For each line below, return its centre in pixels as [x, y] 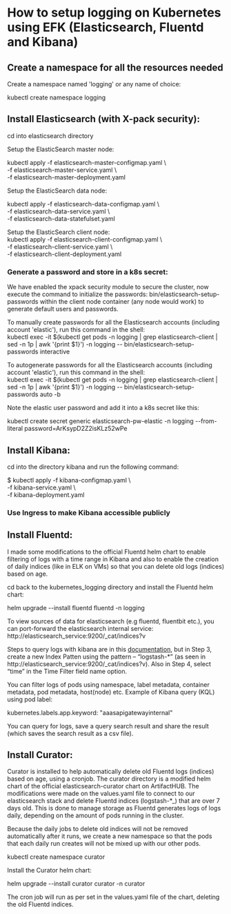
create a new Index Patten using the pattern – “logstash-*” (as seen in [107, 657]
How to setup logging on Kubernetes [114, 13]
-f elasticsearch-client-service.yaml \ [60, 246]
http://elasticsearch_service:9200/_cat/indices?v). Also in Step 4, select [109, 663]
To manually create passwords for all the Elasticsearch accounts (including [113, 322]
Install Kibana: [39, 450]
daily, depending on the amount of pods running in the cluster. [96, 815]
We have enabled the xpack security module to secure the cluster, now [108, 287]
